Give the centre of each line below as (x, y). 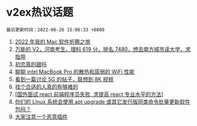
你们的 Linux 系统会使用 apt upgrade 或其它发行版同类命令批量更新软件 (102, 101)
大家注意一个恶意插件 (41, 116)
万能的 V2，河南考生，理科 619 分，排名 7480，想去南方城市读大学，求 (103, 49)
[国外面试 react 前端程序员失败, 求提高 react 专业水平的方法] (89, 94)
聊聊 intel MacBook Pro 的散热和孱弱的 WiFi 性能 (75, 71)
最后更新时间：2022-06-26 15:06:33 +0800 (55, 30)
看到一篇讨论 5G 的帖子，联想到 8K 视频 (64, 79)
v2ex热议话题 (40, 12)
